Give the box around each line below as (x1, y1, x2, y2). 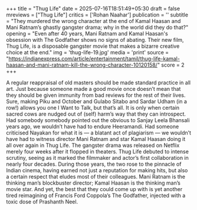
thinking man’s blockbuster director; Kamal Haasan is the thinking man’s (6, 179, 181, 186)
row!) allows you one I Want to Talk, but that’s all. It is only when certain (6, 104, 180, 111)
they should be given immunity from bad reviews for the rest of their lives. (6, 91, 186, 99)
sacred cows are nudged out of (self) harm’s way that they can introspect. (6, 110, 186, 117)
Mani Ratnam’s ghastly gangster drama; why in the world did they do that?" (6, 24, 189, 31)
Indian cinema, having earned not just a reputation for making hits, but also (6, 167, 188, 173)
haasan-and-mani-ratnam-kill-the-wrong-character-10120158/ (6, 61, 158, 68)
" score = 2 (157, 61, 185, 68)
